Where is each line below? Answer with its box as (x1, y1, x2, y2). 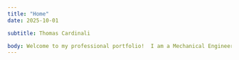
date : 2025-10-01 (7, 17, 59, 24)
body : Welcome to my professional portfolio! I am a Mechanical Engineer (7, 42, 234, 49)
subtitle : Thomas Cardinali (7, 30, 91, 37)
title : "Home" (7, 10, 50, 18)
